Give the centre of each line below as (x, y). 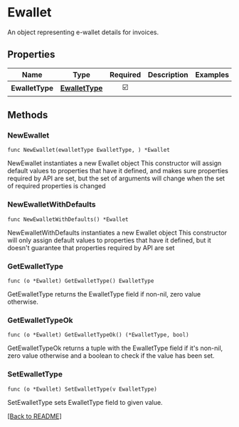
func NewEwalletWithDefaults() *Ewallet (68, 219)
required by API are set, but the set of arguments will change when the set (116, 178)
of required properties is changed (57, 186)
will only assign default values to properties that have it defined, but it (109, 240)
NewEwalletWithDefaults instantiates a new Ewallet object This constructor (117, 232)
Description (168, 74)
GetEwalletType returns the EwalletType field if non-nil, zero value (104, 294)
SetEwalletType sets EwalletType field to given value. (85, 402)
